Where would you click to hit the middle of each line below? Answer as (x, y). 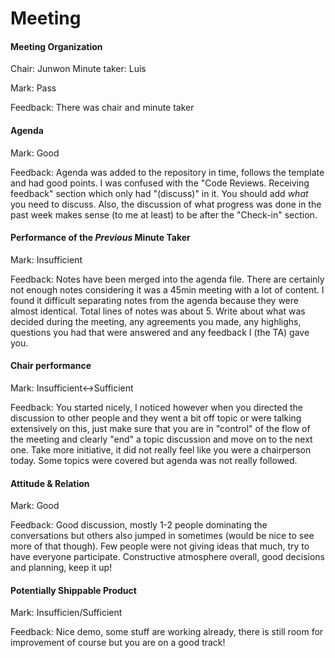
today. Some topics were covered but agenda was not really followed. (154, 460)
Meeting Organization (56, 46)
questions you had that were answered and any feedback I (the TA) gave (160, 332)
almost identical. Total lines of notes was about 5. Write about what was (158, 311)
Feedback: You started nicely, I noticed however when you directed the (156, 407)
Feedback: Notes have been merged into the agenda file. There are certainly (167, 279)
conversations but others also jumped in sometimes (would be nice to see (162, 536)
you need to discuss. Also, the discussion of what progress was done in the (166, 204)
